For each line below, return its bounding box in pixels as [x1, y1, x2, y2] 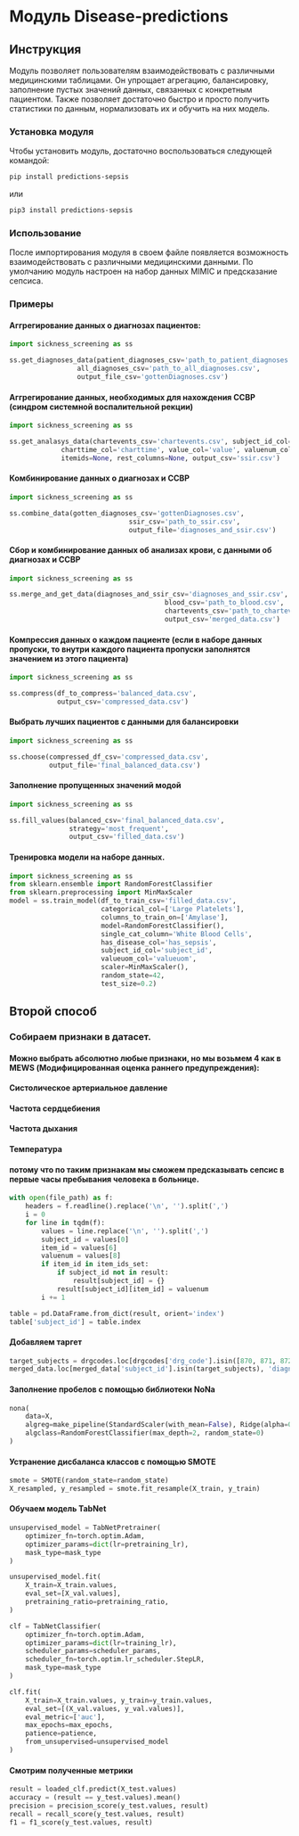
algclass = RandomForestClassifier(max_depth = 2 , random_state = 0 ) [25, 1428, 265, 1437]
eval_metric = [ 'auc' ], [25, 1712, 105, 1722]
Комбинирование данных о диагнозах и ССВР [9, 473, 190, 483]
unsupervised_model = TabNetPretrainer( [9, 1523, 162, 1533]
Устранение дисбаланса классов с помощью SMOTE [9, 1456, 216, 1467]
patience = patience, [25, 1729, 98, 1738]
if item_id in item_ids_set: [41, 1260, 149, 1269]
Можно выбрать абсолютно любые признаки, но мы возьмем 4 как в [9, 1052, 282, 1063]
